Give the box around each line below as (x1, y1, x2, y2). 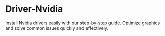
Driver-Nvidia (5, 3, 63, 15)
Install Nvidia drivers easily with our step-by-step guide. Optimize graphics (5, 20, 160, 26)
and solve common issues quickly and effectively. (5, 25, 109, 31)
